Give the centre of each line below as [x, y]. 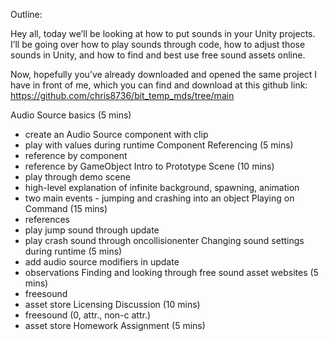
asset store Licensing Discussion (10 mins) [112, 304]
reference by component [76, 155]
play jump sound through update [92, 230]
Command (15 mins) [66, 208]
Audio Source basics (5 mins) [71, 115]
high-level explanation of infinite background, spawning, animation [162, 187]
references [47, 219]
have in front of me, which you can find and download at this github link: [159, 85]
